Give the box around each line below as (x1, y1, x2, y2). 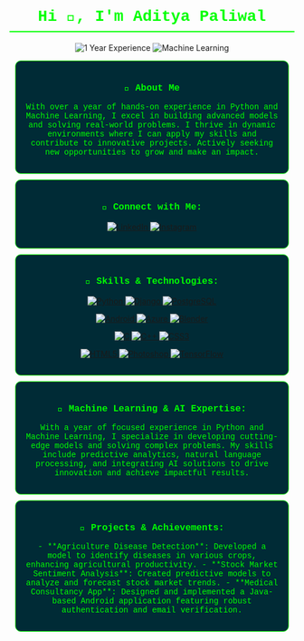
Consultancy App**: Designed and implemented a (30, 588, 245, 597)
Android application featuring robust (80, 597, 252, 607)
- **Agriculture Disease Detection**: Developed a (37, 542, 267, 552)
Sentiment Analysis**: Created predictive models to (33, 569, 271, 579)
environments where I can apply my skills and (47, 130, 257, 140)
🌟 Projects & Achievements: (80, 522, 224, 534)
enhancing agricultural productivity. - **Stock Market (25, 560, 279, 570)
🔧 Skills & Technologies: (85, 276, 219, 287)
